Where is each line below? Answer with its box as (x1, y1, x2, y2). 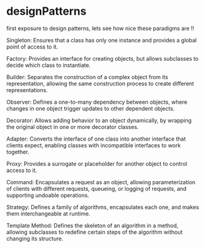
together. (6, 148, 29, 155)
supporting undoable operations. (6, 192, 90, 199)
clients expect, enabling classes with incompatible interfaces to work (6, 141, 181, 149)
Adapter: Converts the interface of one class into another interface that (6, 135, 186, 142)
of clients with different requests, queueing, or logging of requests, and (6, 185, 187, 192)
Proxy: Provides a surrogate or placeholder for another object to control (6, 160, 187, 167)
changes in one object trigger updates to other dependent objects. (6, 104, 175, 112)
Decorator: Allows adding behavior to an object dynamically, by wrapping (6, 117, 192, 124)
